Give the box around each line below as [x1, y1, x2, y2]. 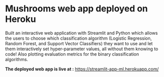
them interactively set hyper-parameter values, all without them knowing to [5, 46, 159, 52]
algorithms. [5, 56, 28, 62]
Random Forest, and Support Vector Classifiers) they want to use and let [5, 40, 153, 46]
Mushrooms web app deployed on [5, 3, 148, 14]
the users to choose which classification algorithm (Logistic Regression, [5, 35, 152, 41]
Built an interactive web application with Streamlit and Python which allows [5, 30, 158, 36]
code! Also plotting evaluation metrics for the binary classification [5, 51, 139, 57]
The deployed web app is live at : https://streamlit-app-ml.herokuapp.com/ [5, 66, 159, 72]
